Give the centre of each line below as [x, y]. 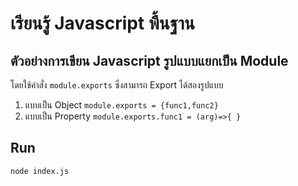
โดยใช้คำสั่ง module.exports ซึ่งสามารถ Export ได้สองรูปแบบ [117, 85]
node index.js [40, 171]
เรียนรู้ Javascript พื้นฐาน [102, 23]
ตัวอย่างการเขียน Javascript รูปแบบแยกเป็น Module [149, 60]
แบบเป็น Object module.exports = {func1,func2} [121, 105]
